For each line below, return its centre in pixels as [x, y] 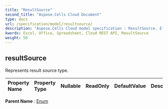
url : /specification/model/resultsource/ [49, 24]
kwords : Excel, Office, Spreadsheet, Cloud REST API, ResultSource [77, 33]
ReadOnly [98, 86]
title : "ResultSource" [29, 10]
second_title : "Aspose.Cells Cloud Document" [53, 15]
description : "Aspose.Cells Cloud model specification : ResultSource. [81, 29]
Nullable [71, 86]
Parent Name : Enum [27, 101]
